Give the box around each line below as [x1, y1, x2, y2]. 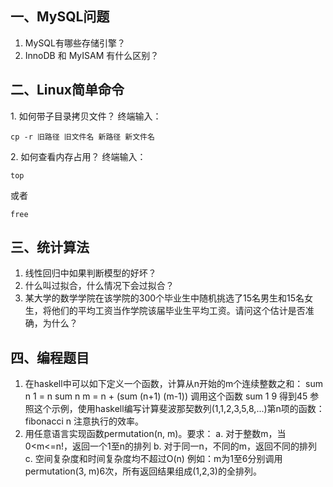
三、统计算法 [10, 239, 90, 256]
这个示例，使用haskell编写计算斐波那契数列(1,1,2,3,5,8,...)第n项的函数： [33, 403, 325, 415]
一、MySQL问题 [10, 8, 110, 26]
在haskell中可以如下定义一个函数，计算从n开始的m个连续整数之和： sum [24, 378, 324, 390]
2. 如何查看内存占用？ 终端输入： [10, 150, 147, 162]
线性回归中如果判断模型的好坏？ [24, 267, 157, 279]
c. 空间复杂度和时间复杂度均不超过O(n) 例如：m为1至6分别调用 [24, 453, 283, 465]
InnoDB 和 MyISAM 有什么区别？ [24, 49, 160, 61]
